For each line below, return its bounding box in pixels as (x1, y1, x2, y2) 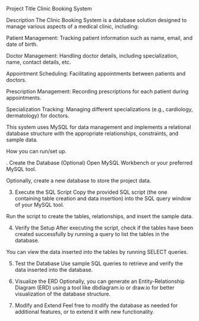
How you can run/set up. (6, 148, 67, 155)
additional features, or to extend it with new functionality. (14, 309, 154, 315)
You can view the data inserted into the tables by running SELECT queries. (6, 248, 188, 255)
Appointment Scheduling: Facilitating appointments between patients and (6, 70, 186, 77)
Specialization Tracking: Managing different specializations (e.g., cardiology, (6, 106, 193, 112)
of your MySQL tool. (14, 202, 64, 208)
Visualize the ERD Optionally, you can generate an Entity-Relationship (14, 278, 185, 285)
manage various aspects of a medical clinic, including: (6, 23, 139, 30)
